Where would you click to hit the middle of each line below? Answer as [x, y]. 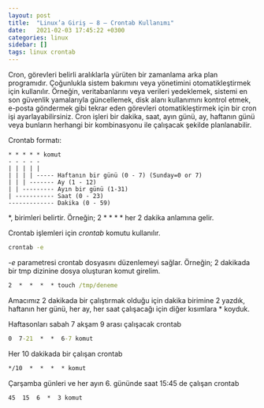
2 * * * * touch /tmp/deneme [63, 285]
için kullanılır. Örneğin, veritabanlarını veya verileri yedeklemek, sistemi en [128, 91]
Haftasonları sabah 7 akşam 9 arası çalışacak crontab [95, 324]
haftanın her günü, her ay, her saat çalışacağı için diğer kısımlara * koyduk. [129, 309]
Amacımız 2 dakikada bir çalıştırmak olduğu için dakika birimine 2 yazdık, [127, 300]
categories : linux [38, 37]
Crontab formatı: [35, 140]
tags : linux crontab [42, 52]
